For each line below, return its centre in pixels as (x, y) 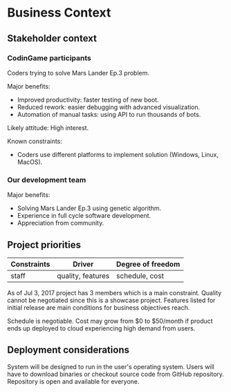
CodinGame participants (49, 58)
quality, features (83, 276)
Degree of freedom (148, 264)
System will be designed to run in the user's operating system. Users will (111, 366)
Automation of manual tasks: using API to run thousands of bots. (109, 114)
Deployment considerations (68, 350)
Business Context (59, 13)
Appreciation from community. (61, 223)
